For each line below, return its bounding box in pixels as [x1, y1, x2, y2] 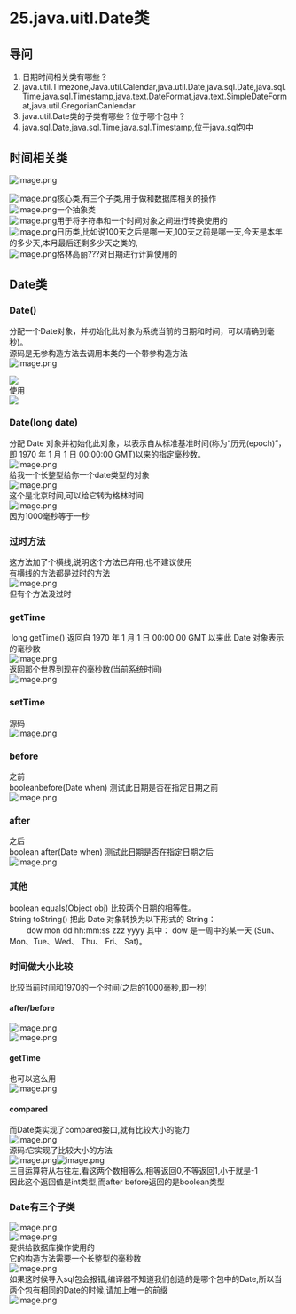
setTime [9, 697, 46, 709]
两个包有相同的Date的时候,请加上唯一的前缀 [9, 1285, 168, 1295]
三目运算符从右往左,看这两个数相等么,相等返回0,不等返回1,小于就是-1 [9, 1166, 259, 1176]
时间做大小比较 [9, 960, 74, 973]
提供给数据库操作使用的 [9, 1241, 95, 1253]
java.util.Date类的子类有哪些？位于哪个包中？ [21, 111, 186, 121]
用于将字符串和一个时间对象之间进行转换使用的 [56, 215, 228, 226]
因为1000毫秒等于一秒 [9, 510, 90, 521]
